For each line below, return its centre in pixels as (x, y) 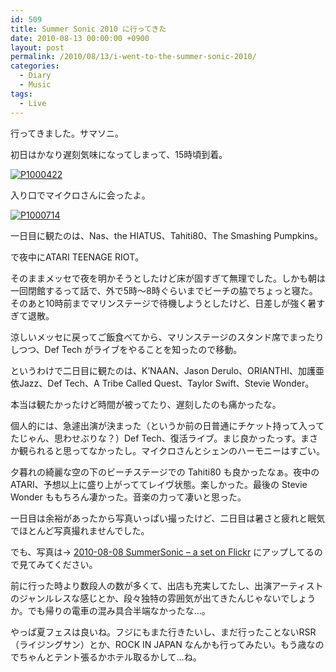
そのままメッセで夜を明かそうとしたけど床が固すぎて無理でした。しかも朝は (168, 278)
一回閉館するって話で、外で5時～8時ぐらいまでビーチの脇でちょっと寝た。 (164, 290)
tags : (21, 94)
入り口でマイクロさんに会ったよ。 (80, 195)
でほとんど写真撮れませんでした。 (80, 530)
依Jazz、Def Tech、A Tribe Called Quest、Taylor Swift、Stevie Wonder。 (162, 383)
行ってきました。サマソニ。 (67, 133)
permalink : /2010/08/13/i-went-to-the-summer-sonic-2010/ (133, 57)
